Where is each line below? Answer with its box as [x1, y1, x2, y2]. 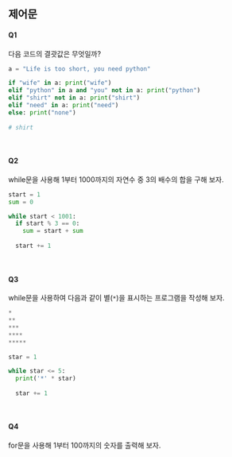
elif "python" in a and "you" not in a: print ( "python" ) [8, 87, 201, 95]
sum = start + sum [22, 227, 83, 235]
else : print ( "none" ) [8, 108, 77, 117]
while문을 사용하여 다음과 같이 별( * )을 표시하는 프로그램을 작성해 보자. [8, 293, 225, 303]
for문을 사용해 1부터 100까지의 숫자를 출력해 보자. [8, 440, 161, 451]
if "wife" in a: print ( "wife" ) [8, 79, 112, 87]
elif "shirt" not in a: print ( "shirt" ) [8, 94, 141, 102]
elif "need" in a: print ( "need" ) [8, 102, 119, 110]
